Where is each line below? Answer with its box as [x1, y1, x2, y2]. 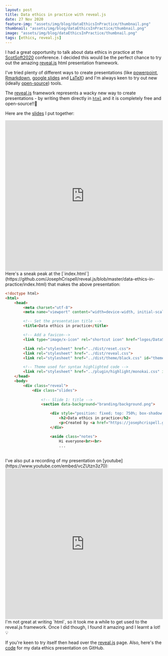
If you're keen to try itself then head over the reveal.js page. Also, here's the [5, 639, 162, 645]
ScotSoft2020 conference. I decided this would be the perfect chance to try [5, 54, 161, 60]
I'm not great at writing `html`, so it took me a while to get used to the [5, 619, 147, 625]
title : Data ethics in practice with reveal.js [5, 12, 106, 17]
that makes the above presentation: [47, 281, 121, 287]
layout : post [5, 7, 32, 13]
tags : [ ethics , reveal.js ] [5, 36, 61, 41]
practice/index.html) [5, 281, 47, 287]
